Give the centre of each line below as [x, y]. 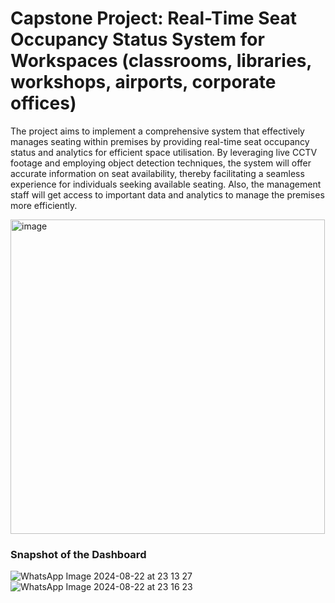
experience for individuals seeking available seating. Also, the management [166, 184]
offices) [43, 103]
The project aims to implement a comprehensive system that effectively [157, 131]
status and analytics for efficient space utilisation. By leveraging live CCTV [164, 152]
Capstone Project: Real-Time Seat [153, 18]
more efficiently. [44, 205]
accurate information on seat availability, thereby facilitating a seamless [157, 173]
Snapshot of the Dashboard [78, 554]
